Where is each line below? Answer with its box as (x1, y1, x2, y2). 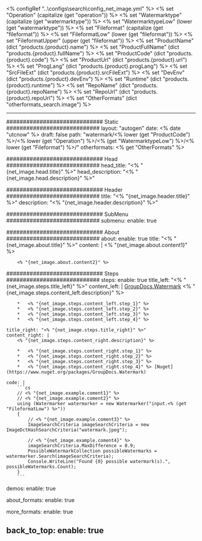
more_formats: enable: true (6, 508, 73, 515)
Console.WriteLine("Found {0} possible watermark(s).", (28, 459, 171, 465)
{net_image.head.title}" (6, 168, 64, 175)
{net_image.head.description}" (6, 174, 82, 182)
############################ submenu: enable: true (6, 217, 158, 224)
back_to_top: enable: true (6, 525, 104, 536)
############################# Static (6, 118, 119, 125)
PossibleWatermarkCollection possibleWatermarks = (28, 448, 158, 454)
